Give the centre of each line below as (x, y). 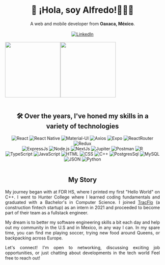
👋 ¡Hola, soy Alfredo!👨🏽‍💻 (82, 10)
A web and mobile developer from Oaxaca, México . (82, 24)
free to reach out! (23, 258)
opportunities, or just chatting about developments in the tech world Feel (82, 253)
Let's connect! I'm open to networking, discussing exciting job (82, 247)
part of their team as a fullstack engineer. (47, 213)
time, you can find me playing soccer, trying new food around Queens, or (82, 232)
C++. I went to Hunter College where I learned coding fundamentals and (82, 197)
